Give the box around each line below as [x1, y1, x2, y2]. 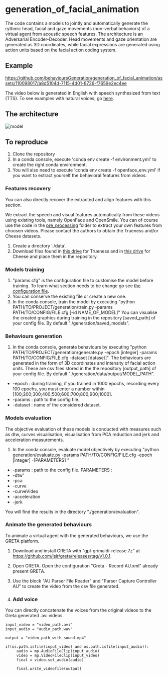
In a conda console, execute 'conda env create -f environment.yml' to [12, 156, 157, 162]
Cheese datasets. [5, 233, 42, 239]
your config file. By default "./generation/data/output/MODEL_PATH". [12, 371, 155, 377]
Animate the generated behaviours [5, 521, 92, 528]
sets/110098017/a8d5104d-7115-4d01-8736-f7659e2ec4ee [5, 80, 127, 86]
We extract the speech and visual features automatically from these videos [5, 211, 160, 217]
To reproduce [5, 137, 49, 146]
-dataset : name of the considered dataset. [12, 402, 101, 408]
